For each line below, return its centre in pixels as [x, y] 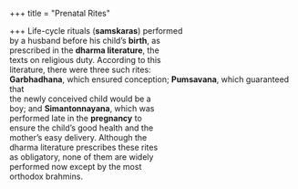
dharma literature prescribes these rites [84, 147]
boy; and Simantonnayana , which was [82, 108]
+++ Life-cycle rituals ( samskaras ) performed [96, 31]
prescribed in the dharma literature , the [84, 50]
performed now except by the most [76, 167]
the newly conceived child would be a [81, 99]
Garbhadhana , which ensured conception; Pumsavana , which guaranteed [149, 79]
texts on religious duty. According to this [85, 60]
